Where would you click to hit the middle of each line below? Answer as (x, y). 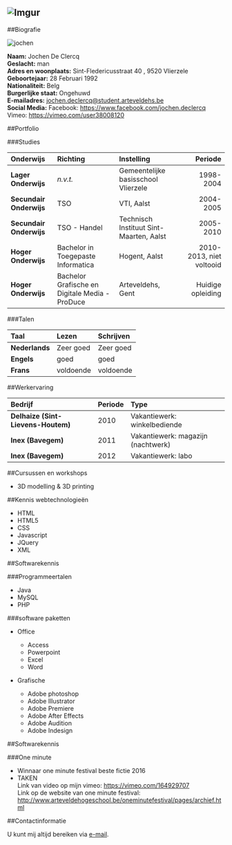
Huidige (209, 284)
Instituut (132, 228)
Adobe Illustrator (51, 701)
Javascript (32, 535)
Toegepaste (76, 256)
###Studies (23, 142)
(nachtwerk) (151, 445)
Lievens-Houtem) (41, 425)
